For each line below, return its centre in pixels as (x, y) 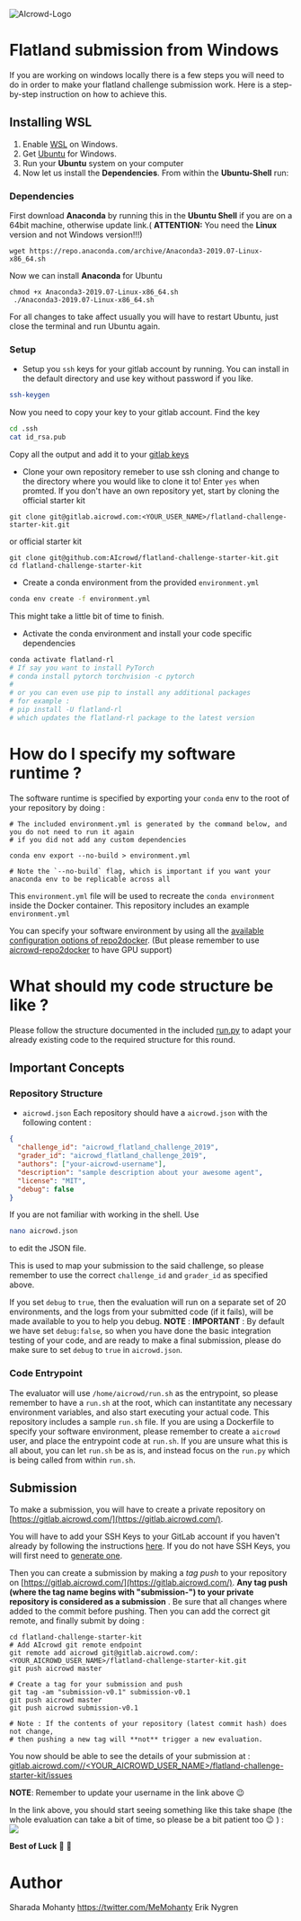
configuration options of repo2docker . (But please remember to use (134, 940)
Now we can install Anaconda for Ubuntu (86, 276)
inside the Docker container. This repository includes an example (129, 905)
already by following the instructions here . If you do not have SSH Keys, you (150, 1546)
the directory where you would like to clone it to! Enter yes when (141, 481)
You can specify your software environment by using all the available (137, 930)
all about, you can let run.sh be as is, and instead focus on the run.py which (150, 1450)
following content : (57, 1123)
